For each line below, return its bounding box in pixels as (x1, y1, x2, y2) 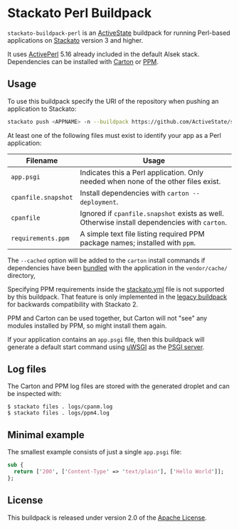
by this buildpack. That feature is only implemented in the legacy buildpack (7, 292, 228, 301)
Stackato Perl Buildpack (7, 5, 152, 21)
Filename (26, 155, 58, 165)
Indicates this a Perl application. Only (80, 167, 204, 177)
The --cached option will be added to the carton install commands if (7, 256, 206, 264)
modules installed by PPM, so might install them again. (7, 321, 167, 330)
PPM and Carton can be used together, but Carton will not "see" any (7, 314, 208, 322)
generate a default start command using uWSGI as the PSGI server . (7, 343, 205, 351)
